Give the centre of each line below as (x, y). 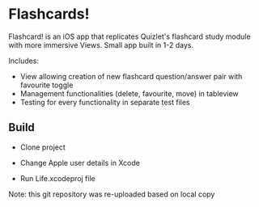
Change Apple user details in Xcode (80, 163)
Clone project (43, 147)
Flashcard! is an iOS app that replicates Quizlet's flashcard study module (129, 36)
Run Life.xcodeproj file (57, 178)
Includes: (23, 61)
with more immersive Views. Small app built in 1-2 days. (101, 44)
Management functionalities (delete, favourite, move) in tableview (129, 93)
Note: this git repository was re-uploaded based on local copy (112, 194)
